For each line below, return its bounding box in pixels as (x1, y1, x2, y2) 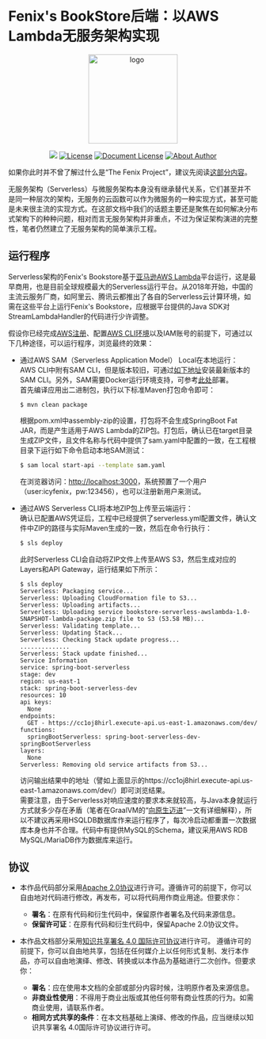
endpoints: (19, 711, 56, 720)
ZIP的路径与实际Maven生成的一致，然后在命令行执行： (33, 523, 212, 532)
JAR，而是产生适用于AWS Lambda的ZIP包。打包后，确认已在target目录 (19, 425, 253, 435)
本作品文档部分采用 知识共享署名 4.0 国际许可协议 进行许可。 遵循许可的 (19, 937, 252, 946)
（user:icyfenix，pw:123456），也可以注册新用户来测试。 (19, 486, 206, 496)
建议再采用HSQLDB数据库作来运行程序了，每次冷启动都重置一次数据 (33, 815, 257, 825)
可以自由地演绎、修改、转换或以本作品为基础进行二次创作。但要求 (40, 957, 256, 966)
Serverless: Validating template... (19, 622, 141, 630)
